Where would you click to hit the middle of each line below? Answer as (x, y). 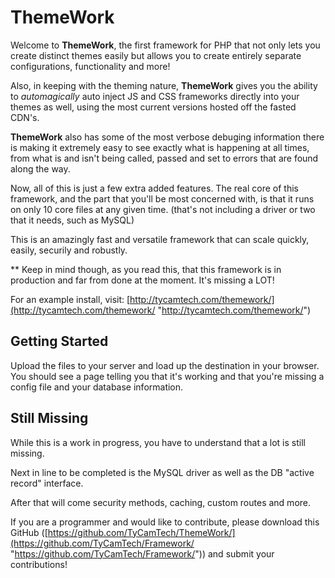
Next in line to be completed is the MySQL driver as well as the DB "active (162, 472)
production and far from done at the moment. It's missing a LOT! (142, 280)
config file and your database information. (97, 387)
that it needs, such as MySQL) (72, 220)
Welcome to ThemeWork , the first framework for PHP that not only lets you (165, 45)
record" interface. (47, 483)
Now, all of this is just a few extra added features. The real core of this (154, 188)
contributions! (39, 564)
